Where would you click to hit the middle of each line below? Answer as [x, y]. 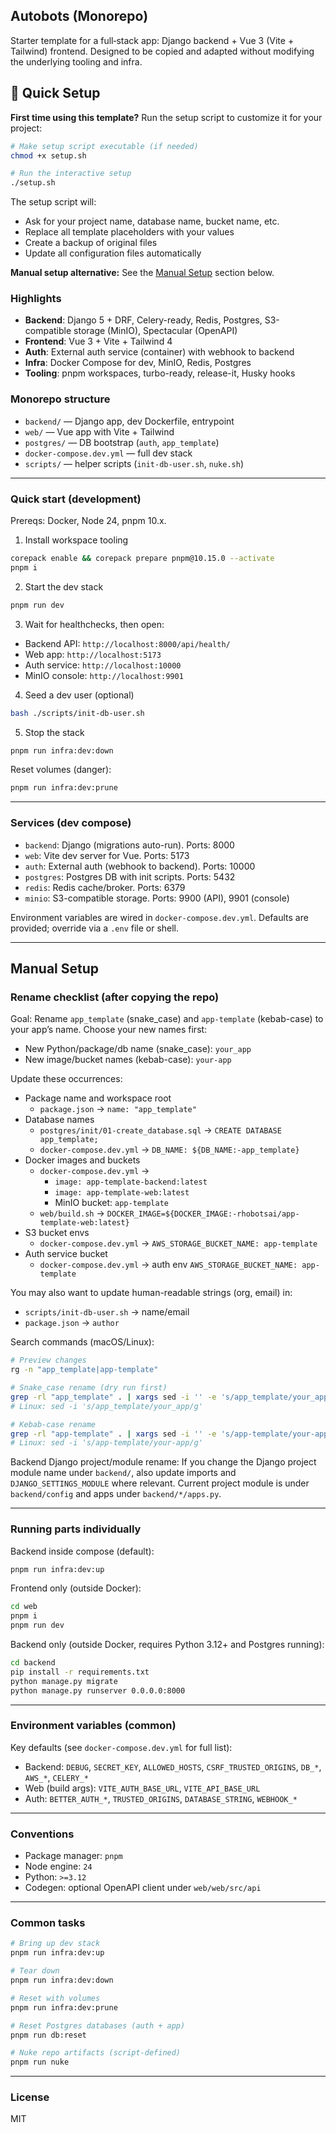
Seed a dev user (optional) [79, 695]
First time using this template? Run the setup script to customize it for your [166, 117]
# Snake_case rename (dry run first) [89, 1388]
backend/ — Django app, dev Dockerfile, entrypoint [129, 421]
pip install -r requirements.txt [80, 1672]
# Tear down [35, 1971]
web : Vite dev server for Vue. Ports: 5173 [107, 855]
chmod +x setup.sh [48, 155]
